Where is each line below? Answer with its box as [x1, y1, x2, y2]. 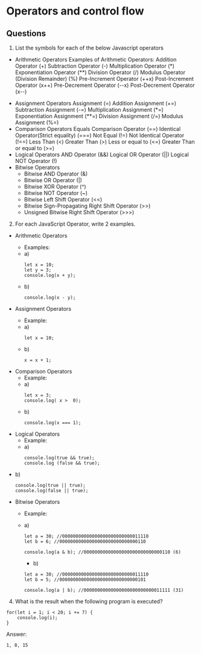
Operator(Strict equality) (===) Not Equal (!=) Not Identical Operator [14, 132, 185, 139]
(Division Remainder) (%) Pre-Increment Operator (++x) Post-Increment [14, 75, 194, 82]
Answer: [6, 630, 27, 638]
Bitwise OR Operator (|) [24, 177, 83, 183]
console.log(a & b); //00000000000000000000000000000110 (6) [24, 549, 181, 555]
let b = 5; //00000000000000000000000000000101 [24, 577, 146, 583]
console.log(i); [17, 615, 59, 621]
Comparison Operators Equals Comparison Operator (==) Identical [14, 125, 181, 132]
